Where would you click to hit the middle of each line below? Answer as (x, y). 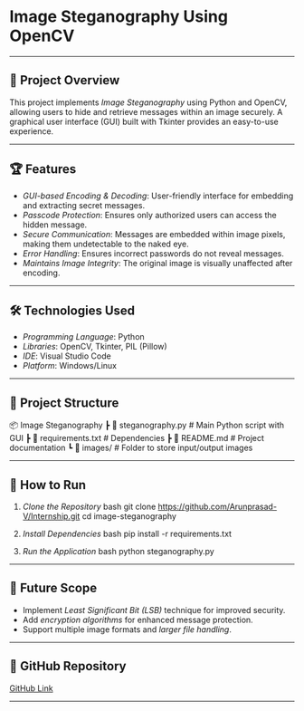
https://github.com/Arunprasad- (218, 506)
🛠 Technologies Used (72, 310)
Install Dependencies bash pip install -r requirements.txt (127, 533)
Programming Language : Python (83, 337)
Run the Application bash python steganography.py (118, 551)
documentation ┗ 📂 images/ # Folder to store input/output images (131, 448)
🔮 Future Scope (53, 588)
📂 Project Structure (64, 403)
